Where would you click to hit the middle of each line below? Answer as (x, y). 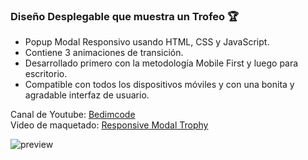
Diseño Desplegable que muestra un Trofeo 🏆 (125, 16)
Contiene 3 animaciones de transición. (104, 53)
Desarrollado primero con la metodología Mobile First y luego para (161, 63)
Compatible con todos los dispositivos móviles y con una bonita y (159, 85)
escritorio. (46, 74)
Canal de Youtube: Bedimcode (73, 115)
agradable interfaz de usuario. (87, 95)
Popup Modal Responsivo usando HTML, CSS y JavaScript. (147, 42)
